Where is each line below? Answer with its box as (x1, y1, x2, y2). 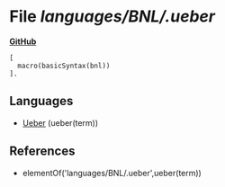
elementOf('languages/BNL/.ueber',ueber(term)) (22, 167, 202, 178)
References (9, 144, 76, 159)
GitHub (9, 36, 37, 47)
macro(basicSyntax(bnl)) (17, 61, 111, 70)
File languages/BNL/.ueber (9, 6, 216, 27)
